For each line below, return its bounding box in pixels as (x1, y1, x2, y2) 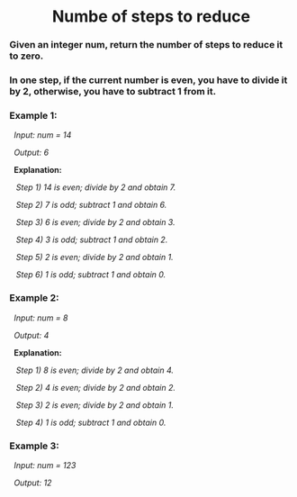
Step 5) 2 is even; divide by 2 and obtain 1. (15, 252, 174, 263)
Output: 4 (13, 330, 49, 340)
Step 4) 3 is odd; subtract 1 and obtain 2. (15, 234, 168, 245)
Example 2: (9, 292, 59, 304)
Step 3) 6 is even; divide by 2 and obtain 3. (15, 217, 175, 228)
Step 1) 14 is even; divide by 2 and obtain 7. (15, 182, 176, 193)
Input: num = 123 (13, 459, 76, 470)
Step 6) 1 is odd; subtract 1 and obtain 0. (15, 269, 166, 280)
